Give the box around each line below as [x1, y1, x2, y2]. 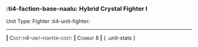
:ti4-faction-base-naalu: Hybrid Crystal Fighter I [6, 5, 148, 13]
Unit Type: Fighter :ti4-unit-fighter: [6, 18, 90, 25]
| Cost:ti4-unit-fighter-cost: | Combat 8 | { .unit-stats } [6, 34, 136, 42]
